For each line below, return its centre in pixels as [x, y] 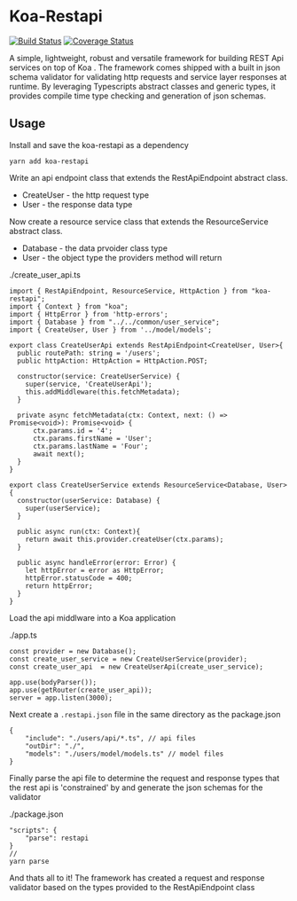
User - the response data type [77, 204]
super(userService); [63, 508]
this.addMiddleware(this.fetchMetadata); [102, 392]
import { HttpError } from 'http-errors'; [89, 314]
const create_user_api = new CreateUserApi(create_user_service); [137, 667]
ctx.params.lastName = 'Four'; [90, 446]
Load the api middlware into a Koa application [93, 617]
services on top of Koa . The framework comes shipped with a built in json [145, 67]
